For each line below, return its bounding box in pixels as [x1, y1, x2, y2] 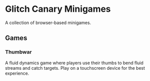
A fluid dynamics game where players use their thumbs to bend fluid [5, 60, 144, 66]
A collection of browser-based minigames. [5, 20, 91, 26]
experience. [5, 70, 30, 76]
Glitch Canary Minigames [5, 3, 111, 15]
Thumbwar [5, 49, 32, 55]
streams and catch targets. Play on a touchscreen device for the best [5, 65, 145, 71]
